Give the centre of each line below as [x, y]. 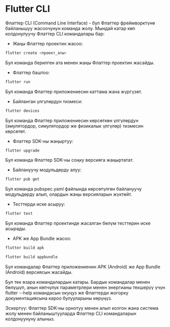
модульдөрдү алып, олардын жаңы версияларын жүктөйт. [69, 194]
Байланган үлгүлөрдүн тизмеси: [47, 101]
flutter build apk [25, 248]
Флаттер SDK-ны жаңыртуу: [43, 141]
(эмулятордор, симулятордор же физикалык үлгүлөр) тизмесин [74, 126]
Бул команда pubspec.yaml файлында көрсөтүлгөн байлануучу [74, 189]
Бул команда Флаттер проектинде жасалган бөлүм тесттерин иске [78, 223]
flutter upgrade [22, 151]
